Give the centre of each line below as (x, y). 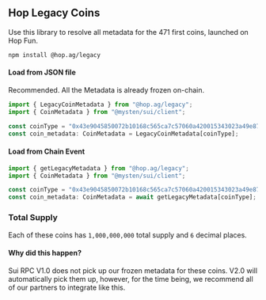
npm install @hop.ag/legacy (55, 55)
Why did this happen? (45, 253)
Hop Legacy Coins (54, 13)
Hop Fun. (23, 40)
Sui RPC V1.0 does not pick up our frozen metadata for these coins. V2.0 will (133, 270)
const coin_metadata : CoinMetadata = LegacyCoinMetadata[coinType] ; (123, 134)
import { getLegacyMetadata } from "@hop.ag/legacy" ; (99, 168)
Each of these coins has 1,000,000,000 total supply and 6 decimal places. (127, 235)
